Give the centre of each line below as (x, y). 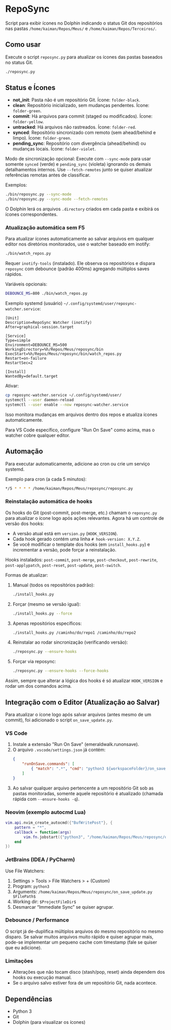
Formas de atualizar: (27, 575)
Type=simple (18, 341)
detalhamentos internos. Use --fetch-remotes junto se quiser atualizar (79, 170)
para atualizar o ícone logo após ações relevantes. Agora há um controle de (85, 518)
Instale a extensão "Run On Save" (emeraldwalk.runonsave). (76, 744)
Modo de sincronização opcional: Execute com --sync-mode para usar (78, 159)
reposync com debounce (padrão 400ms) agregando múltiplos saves (77, 269)
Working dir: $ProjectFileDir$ (44, 902)
